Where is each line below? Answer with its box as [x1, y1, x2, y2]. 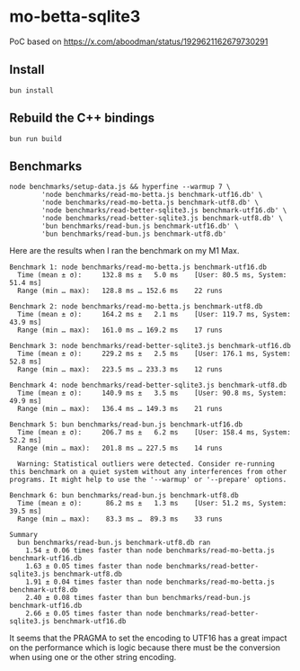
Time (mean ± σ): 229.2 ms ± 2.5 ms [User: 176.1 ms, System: [17, 349, 292, 359]
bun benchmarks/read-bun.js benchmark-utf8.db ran [17, 538, 211, 548]
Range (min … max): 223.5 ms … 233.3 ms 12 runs [17, 365, 223, 374]
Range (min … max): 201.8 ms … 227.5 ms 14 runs [17, 443, 223, 453]
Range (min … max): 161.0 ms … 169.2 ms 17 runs [17, 326, 223, 335]
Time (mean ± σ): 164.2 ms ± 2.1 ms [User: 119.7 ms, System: [17, 310, 292, 319]
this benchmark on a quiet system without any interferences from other [9, 468, 287, 477]
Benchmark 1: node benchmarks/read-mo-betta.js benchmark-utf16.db [9, 263, 268, 272]
